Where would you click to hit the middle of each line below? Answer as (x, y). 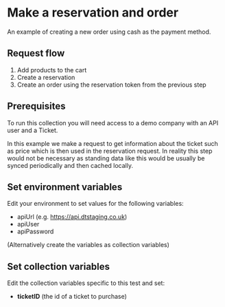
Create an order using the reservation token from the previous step (112, 85)
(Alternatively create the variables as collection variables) (88, 245)
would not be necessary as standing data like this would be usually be (106, 158)
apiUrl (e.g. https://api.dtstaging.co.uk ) (72, 217)
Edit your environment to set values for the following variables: (95, 204)
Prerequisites (36, 106)
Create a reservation (46, 77)
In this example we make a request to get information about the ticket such (113, 143)
